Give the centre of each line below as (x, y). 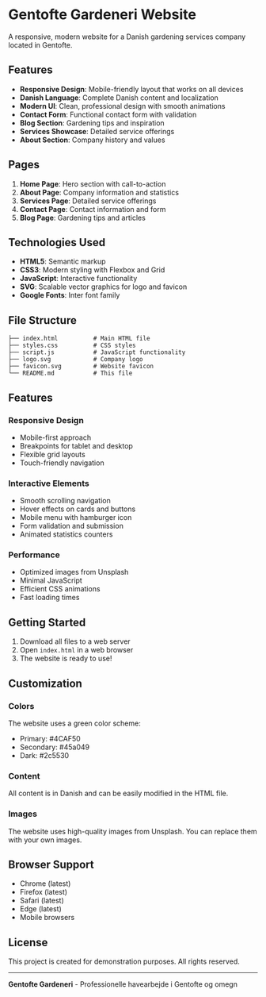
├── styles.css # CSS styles (72, 346)
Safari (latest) (42, 901)
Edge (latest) (40, 909)
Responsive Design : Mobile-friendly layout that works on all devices (131, 89)
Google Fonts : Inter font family (70, 295)
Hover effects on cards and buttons (78, 509)
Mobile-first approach (55, 437)
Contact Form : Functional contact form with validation (108, 114)
